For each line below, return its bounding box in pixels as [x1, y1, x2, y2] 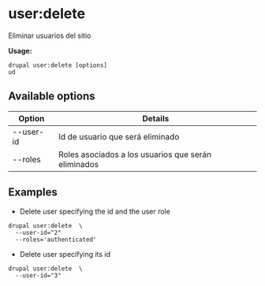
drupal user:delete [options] [8, 61, 108, 69]
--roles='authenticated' [15, 236, 97, 243]
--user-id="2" [15, 228, 62, 236]
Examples [8, 186, 58, 199]
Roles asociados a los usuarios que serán [58, 149, 212, 160]
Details [141, 113, 170, 124]
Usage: [8, 46, 33, 55]
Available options [8, 90, 96, 103]
